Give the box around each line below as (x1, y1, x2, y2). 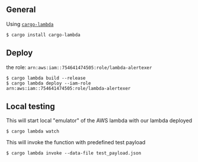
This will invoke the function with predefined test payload (6, 139, 146, 146)
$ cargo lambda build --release (6, 75, 86, 81)
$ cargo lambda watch (6, 128, 60, 135)
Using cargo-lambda (6, 20, 54, 27)
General (6, 5, 37, 15)
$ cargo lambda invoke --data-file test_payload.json (6, 150, 142, 156)
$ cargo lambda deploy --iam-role (6, 80, 92, 86)
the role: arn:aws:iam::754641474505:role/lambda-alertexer (6, 63, 152, 70)
